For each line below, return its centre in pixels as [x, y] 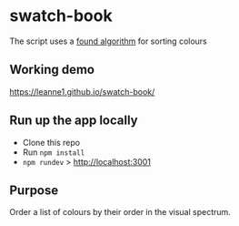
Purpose [34, 190]
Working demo [52, 70]
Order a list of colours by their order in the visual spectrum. [120, 212]
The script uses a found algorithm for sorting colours [108, 41]
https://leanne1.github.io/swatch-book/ [82, 91]
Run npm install [54, 152]
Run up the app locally [74, 121]
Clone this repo [51, 142]
